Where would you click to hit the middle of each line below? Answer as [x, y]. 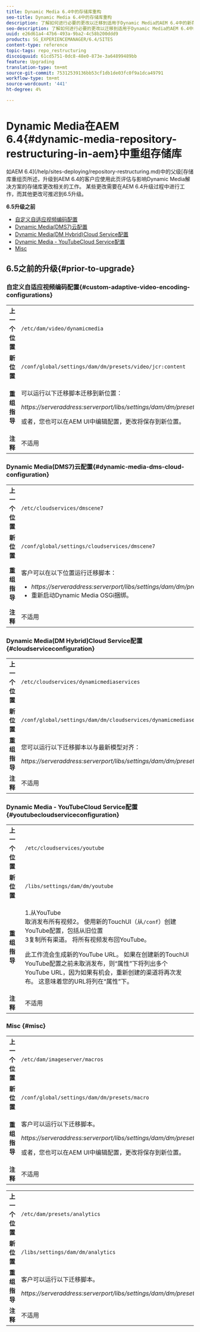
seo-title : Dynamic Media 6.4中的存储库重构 [59, 17]
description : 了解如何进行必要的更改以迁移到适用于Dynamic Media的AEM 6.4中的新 [99, 23]
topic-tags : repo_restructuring [46, 51]
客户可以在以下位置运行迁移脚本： [69, 572]
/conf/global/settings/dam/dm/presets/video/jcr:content [103, 366]
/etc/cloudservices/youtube [65, 848]
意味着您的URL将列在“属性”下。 [88, 982]
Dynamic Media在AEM [63, 126]
